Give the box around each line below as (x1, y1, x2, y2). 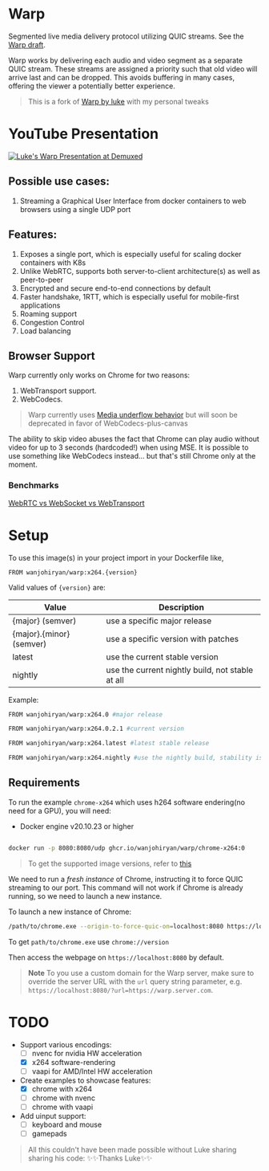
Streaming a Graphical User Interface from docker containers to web (19, 196, 247, 206)
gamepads (31, 1128, 67, 1138)
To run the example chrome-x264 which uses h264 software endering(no (8, 797, 246, 807)
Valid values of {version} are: (8, 582, 106, 592)
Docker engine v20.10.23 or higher (19, 821, 134, 831)
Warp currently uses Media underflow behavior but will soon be (27, 410, 239, 420)
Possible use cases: (8, 174, 110, 189)
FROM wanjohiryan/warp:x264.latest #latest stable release (8, 740, 210, 748)
